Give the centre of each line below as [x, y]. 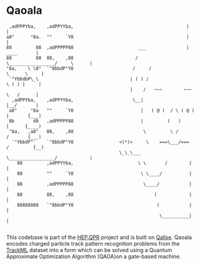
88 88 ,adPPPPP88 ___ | [98, 47]
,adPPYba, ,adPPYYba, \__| [78, 100]
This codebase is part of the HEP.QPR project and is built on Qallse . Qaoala [99, 237]
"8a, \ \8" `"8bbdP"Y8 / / [79, 68]
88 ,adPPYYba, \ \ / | [105, 163]
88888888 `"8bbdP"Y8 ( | [105, 205]
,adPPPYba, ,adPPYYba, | [99, 26]
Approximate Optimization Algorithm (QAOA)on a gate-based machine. [94, 256]
